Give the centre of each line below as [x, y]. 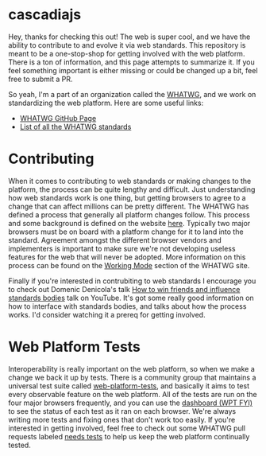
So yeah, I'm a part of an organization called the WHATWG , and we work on [132, 94]
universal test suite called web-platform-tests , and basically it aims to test [129, 386]
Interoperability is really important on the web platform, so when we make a [132, 368]
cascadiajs [45, 15]
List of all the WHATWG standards [75, 127]
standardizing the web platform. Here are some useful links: [106, 103]
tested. [20, 445]
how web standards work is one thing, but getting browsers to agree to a [127, 197]
